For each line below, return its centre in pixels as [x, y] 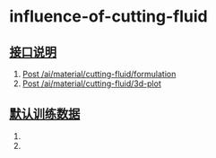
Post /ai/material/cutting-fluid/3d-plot [91, 83]
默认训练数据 [45, 114]
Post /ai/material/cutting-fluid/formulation [99, 74]
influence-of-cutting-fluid [108, 17]
